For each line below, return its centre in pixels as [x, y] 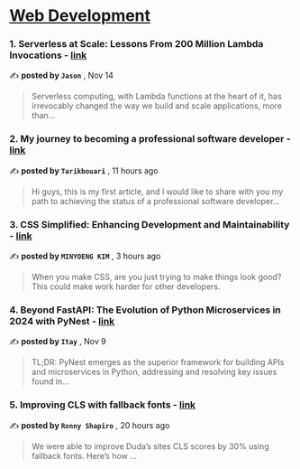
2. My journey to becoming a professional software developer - [150, 139]
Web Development [80, 16]
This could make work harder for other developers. [126, 286]
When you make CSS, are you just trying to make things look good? [156, 277]
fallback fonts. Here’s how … [84, 455]
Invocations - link [48, 55]
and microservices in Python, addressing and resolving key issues [154, 372]
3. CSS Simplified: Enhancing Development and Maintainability [150, 224]
